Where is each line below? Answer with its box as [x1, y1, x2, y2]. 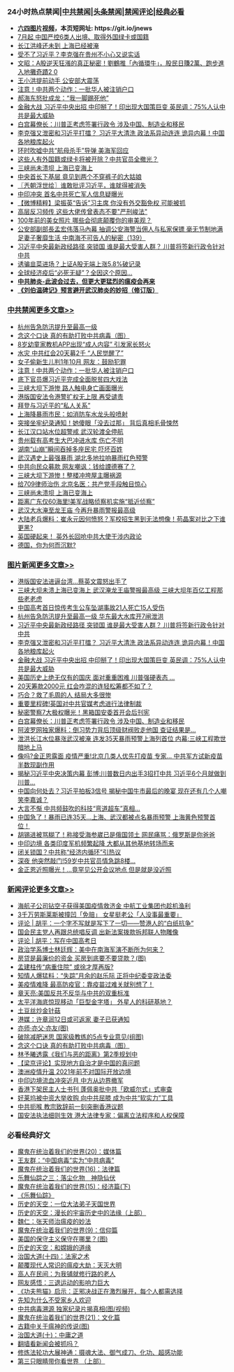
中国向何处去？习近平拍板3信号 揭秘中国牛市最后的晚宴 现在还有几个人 [17, 787, 221, 795]
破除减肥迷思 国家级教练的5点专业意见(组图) [17, 1032, 145, 1041]
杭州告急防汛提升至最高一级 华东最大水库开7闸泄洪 [17, 612, 164, 620]
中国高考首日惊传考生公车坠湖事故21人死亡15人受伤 [17, 603, 166, 611]
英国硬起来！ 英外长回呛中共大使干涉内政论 [17, 532, 142, 540]
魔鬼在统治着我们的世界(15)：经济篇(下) [17, 1183, 131, 1191]
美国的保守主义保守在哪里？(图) [17, 1235, 108, 1243]
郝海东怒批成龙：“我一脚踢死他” [17, 94, 110, 103]
